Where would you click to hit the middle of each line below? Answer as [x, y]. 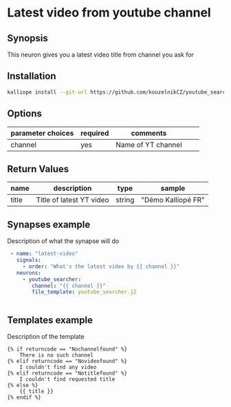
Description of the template [46, 336]
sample [173, 189]
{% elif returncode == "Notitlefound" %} [67, 373]
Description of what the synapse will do [63, 241]
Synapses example [49, 224]
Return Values [38, 169]
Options [25, 114]
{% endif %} [24, 397]
